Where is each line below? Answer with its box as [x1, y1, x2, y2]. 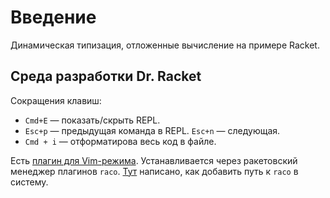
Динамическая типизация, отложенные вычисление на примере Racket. [10, 39, 320, 51]
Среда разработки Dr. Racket [10, 68, 202, 85]
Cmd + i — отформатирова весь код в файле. [24, 135, 217, 147]
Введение [10, 6, 97, 29]
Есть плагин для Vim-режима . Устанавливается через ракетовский [10, 154, 298, 166]
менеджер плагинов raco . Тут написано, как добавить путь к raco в [10, 165, 299, 177]
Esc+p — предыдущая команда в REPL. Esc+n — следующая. [24, 124, 281, 136]
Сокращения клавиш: [10, 94, 102, 106]
